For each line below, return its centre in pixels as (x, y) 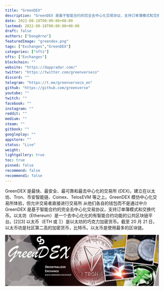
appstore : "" (18, 140)
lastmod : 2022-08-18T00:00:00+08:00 (42, 26)
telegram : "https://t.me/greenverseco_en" (49, 83)
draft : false (18, 31)
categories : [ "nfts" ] (27, 51)
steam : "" (15, 124)
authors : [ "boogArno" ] (28, 36)
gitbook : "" (17, 129)
